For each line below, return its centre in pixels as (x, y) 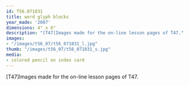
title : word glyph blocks (37, 17)
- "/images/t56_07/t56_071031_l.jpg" (52, 44)
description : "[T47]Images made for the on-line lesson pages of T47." (95, 33)
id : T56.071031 (24, 11)
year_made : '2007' (28, 22)
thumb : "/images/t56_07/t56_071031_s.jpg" (58, 49)
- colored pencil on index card (45, 60)
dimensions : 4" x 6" (31, 28)
